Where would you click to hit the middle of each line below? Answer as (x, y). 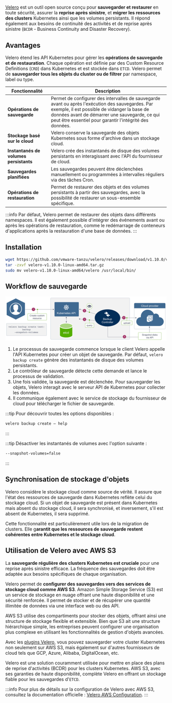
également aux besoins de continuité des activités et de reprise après (79, 24)
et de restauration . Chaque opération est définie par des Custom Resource (84, 63)
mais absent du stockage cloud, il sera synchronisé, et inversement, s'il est (84, 508)
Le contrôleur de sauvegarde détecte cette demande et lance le (80, 371)
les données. (26, 393)
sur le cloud (20, 141)
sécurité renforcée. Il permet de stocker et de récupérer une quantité (78, 600)
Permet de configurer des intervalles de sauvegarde (105, 98)
